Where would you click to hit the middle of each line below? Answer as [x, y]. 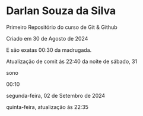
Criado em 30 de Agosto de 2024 [47, 38]
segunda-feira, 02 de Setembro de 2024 [56, 95]
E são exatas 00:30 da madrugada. [49, 50]
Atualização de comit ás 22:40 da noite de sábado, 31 [72, 61]
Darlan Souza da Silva [61, 11]
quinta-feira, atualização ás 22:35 [47, 107]
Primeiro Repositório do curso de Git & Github [62, 27]
